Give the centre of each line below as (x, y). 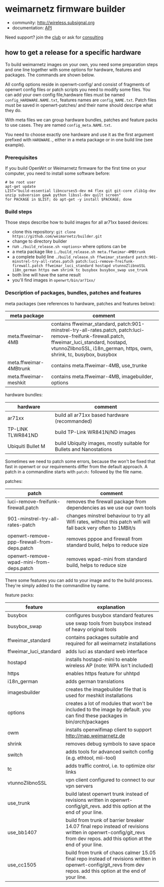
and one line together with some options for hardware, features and (73, 69)
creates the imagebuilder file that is (106, 689)
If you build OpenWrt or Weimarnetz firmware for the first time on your (76, 168)
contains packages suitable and (102, 637)
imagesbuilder (24, 692)
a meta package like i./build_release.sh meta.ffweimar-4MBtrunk (79, 252)
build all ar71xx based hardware (92, 415)
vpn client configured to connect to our (110, 780)
